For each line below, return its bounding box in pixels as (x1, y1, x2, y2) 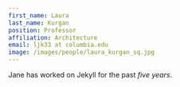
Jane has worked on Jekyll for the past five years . (8, 70, 173, 79)
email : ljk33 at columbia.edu (8, 41, 109, 49)
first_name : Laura (8, 11, 69, 20)
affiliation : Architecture (8, 33, 98, 42)
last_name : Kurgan (8, 19, 69, 27)
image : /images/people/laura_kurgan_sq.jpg (8, 48, 155, 56)
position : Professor (8, 26, 77, 34)
